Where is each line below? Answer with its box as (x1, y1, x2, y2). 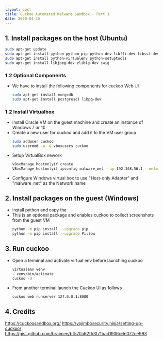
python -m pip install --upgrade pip (12, 227, 89, 232)
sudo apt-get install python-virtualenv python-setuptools (5, 56, 127, 61)
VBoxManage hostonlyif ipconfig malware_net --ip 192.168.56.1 (12, 166, 143, 171)
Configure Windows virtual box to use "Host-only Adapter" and (12, 175, 138, 181)
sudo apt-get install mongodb (12, 92, 74, 97)
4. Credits (5, 308, 35, 316)
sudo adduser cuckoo (12, 139, 54, 144)
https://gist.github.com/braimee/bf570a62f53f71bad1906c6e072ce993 (5, 331, 147, 337)
